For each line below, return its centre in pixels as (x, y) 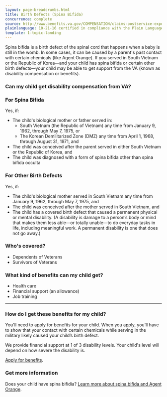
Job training (25, 296)
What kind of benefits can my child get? (54, 275)
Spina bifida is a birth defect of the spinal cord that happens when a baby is (83, 47)
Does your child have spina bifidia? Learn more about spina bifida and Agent (83, 384)
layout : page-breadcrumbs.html (38, 10)
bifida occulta (26, 163)
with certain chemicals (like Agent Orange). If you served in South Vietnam (82, 58)
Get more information (32, 373)
